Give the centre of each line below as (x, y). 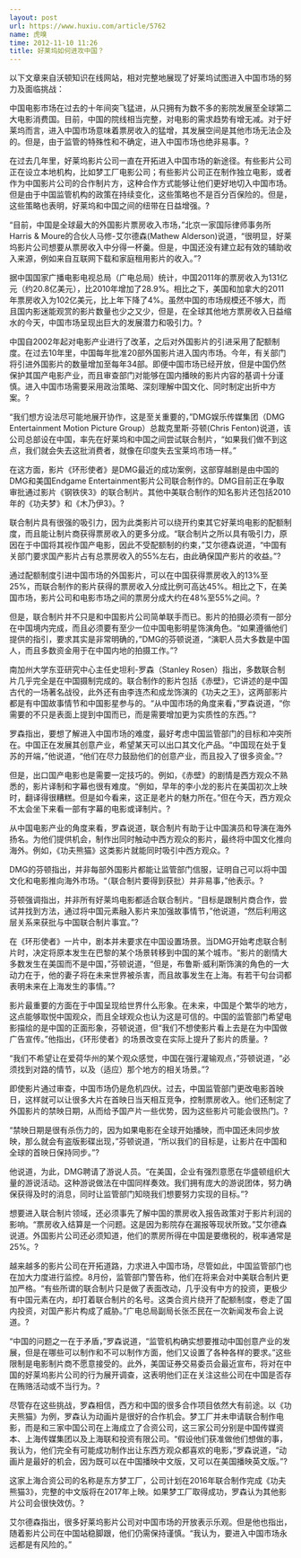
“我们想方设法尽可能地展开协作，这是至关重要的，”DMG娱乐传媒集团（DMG (147, 417)
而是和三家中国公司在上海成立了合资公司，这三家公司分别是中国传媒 (150, 1428)
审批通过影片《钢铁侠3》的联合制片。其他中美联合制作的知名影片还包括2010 (150, 492)
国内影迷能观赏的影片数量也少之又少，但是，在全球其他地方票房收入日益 (150, 312)
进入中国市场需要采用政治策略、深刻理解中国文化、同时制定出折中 (146, 386)
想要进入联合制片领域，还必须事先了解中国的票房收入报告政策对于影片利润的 (150, 1213)
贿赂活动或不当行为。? (58, 1386)
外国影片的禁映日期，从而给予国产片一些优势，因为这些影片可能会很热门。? (149, 1111)
